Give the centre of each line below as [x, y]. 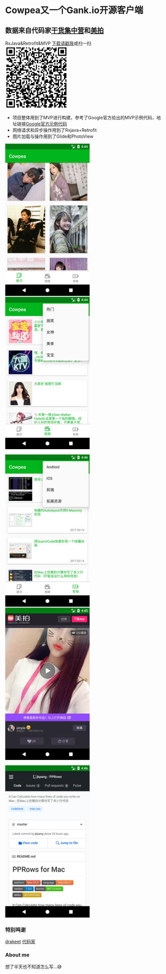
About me [17, 955]
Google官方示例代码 [46, 124]
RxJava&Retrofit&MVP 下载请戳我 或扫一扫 [48, 43]
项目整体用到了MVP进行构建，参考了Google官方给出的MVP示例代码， [84, 118]
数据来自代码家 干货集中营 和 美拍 [54, 30]
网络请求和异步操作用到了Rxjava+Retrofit [54, 130]
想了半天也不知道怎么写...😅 [33, 966]
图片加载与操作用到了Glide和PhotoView [53, 136]
